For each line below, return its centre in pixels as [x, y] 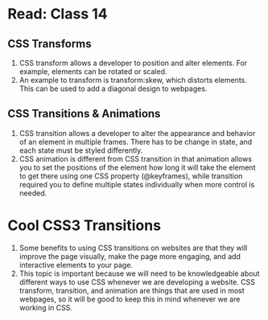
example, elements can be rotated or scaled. [93, 72]
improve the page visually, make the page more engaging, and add [130, 256]
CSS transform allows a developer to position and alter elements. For [133, 63]
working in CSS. [46, 307]
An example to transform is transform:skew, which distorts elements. [133, 80]
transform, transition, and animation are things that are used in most [132, 290]
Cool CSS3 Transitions [85, 225]
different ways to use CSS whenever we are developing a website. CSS [137, 281]
